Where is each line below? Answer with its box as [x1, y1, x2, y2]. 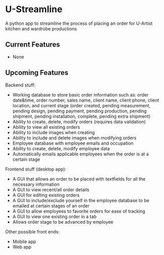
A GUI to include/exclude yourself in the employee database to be [12, 197, 150, 203]
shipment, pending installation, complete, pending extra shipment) [12, 113, 150, 119]
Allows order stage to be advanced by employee [12, 219, 114, 225]
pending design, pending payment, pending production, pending [12, 108, 147, 114]
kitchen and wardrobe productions [5, 25, 77, 31]
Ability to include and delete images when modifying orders [12, 135, 137, 141]
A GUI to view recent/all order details [12, 186, 89, 193]
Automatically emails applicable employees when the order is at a [12, 151, 149, 157]
